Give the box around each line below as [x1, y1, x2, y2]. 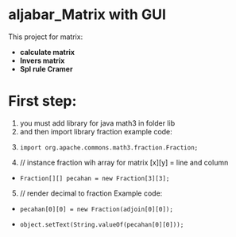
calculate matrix [19, 47, 75, 56]
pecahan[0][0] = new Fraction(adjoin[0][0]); [19, 205, 173, 213]
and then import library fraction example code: [19, 126, 172, 136]
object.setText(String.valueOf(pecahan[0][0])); [19, 220, 184, 228]
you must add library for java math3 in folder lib [19, 118, 176, 128]
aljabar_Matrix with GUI [8, 6, 167, 24]
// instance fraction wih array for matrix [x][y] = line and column [19, 157, 229, 167]
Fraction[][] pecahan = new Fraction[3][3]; [19, 174, 170, 182]
